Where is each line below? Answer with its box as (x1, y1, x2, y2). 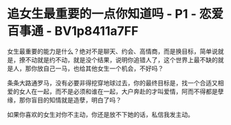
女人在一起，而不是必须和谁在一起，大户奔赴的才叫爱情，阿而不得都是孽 (19, 87, 224, 96)
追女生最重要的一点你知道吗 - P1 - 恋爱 (7, 6, 223, 22)
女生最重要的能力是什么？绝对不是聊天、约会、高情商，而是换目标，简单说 (7, 47, 218, 55)
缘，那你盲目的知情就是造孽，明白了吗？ (7, 96, 122, 104)
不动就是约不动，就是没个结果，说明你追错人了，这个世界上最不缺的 (25, 55, 218, 64)
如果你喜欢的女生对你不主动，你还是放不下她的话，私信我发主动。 (7, 110, 194, 118)
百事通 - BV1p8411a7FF (7, 23, 139, 39)
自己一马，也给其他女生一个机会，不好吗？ (43, 64, 164, 72)
